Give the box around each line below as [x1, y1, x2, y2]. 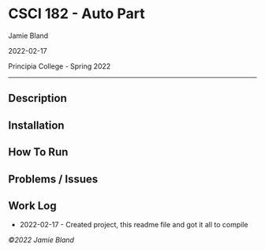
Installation [8, 118, 65, 132]
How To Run [8, 145, 69, 159]
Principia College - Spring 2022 [8, 61, 111, 71]
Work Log [8, 199, 57, 212]
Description [8, 92, 67, 105]
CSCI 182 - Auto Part [8, 5, 145, 23]
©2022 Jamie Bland [8, 235, 75, 245]
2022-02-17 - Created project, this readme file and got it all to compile [19, 220, 248, 230]
